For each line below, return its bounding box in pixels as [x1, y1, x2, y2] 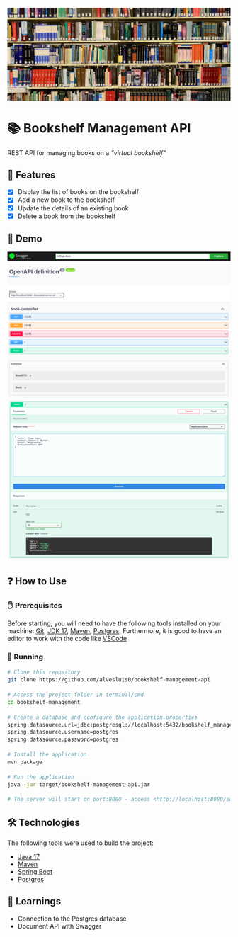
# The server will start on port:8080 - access [7, 796, 151, 803]
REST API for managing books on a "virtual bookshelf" [7, 148, 166, 157]
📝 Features [7, 169, 56, 181]
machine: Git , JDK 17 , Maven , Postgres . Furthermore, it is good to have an [7, 627, 222, 635]
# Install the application [7, 751, 87, 759]
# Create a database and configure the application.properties [7, 713, 198, 721]
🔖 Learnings [7, 895, 62, 907]
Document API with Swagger [17, 921, 102, 930]
